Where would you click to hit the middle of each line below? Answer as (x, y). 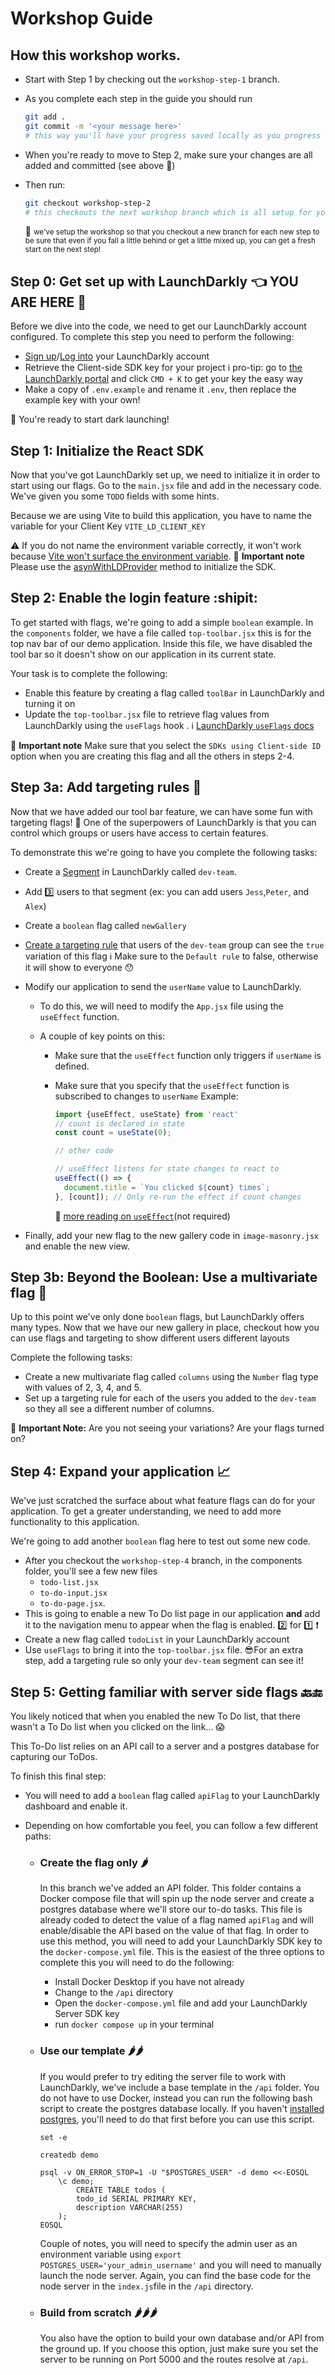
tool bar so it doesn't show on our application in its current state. (143, 654)
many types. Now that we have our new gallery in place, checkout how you (165, 1328)
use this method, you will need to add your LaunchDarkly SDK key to (181, 1941)
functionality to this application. (75, 1522)
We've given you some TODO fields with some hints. (115, 496)
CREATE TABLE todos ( (121, 2190)
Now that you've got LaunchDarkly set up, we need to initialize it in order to (165, 475)
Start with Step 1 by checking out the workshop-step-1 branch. (152, 79)
